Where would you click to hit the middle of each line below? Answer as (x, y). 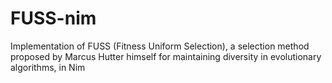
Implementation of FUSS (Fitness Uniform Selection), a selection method (160, 46)
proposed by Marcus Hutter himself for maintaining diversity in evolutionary (166, 56)
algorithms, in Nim (48, 67)
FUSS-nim (53, 18)
